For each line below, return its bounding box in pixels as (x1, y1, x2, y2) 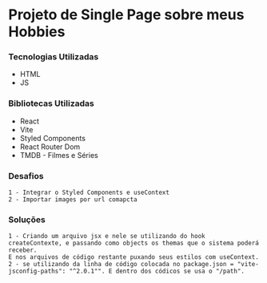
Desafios (8, 170, 44, 181)
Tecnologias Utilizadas (8, 51, 99, 63)
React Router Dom (19, 142, 81, 152)
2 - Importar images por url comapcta (8, 196, 137, 204)
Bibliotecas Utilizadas (8, 98, 94, 109)
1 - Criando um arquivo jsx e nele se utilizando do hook (8, 232, 205, 241)
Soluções (8, 214, 46, 225)
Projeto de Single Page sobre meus (8, 6, 245, 24)
